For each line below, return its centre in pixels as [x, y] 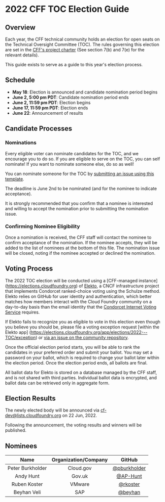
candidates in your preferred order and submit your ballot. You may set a [79, 352]
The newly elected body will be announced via [52, 410]
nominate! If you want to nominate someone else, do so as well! [70, 164]
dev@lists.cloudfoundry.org [33, 415]
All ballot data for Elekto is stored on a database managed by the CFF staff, [81, 372]
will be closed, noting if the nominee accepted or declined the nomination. [80, 253]
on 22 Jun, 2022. [80, 415]
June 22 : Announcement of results [48, 113]
